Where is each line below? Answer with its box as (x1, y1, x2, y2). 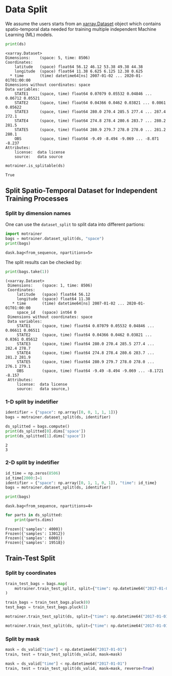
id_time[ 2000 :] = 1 (5, 475, 42, 481)
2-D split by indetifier (5, 459, 60, 466)
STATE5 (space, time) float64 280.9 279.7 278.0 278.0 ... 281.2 (14, 127, 166, 132)
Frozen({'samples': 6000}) (5, 535, 63, 540)
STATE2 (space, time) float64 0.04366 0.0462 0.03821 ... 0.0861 (14, 100, 166, 105)
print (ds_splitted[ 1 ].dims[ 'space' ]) (5, 433, 86, 439)
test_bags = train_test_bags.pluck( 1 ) (5, 605, 88, 610)
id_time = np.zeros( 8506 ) (5, 471, 60, 476)
